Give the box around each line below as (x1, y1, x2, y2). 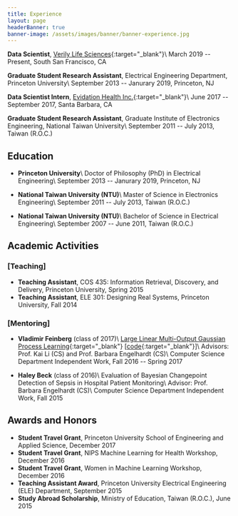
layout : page (7, 17, 46, 24)
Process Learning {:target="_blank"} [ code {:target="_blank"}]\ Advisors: (17, 342, 229, 350)
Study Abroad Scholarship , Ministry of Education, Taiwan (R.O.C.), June (17, 494, 231, 502)
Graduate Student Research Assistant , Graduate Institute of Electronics (7, 114, 220, 123)
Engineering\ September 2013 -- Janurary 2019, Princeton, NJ (17, 176, 201, 186)
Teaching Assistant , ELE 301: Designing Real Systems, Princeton (17, 293, 209, 301)
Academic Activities (7, 240, 99, 252)
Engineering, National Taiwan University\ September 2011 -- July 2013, (7, 122, 215, 131)
